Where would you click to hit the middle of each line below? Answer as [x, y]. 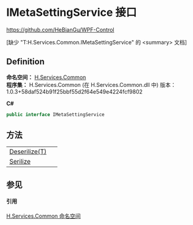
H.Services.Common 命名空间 [44, 216]
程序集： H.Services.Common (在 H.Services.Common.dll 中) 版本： [91, 85]
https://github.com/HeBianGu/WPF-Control [60, 29]
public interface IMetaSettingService [55, 114]
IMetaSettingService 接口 [72, 12]
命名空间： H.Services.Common [46, 77]
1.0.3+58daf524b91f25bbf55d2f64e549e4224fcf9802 [75, 91]
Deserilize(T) [28, 151]
